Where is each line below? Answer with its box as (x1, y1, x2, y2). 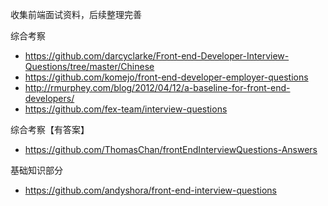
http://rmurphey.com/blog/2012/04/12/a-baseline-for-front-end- (24, 82, 291, 93)
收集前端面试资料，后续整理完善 (10, 9, 142, 20)
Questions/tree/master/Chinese (24, 61, 155, 72)
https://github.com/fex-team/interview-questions (24, 103, 228, 115)
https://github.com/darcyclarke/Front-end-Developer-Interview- (24, 50, 290, 62)
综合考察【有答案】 (10, 124, 90, 135)
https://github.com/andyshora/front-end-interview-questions (24, 184, 277, 196)
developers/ (24, 93, 75, 104)
